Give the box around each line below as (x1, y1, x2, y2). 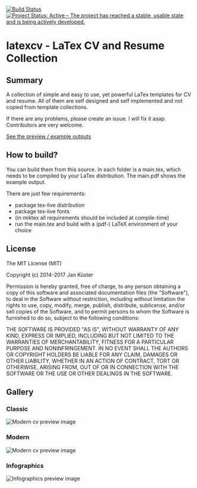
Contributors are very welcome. (6, 122, 84, 128)
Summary (6, 75, 43, 85)
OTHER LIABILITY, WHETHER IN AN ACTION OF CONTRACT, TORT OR (6, 357, 179, 365)
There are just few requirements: (6, 190, 86, 197)
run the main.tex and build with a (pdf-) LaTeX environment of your (14, 220, 178, 227)
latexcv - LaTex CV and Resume (6, 39, 165, 53)
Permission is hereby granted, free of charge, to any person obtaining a (6, 283, 181, 290)
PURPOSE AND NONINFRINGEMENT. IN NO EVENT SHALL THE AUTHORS (6, 344, 189, 351)
